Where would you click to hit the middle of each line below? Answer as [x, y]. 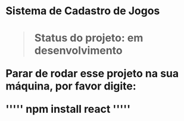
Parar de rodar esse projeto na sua [92, 74]
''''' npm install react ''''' [68, 109]
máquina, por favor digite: [71, 86]
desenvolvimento [78, 51]
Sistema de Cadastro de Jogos [83, 11]
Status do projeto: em [89, 38]
